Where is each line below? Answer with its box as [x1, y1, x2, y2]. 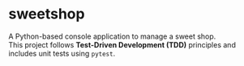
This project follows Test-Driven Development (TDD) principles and [8, 39, 237, 49]
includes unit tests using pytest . [8, 48, 116, 58]
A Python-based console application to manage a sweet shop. [8, 31, 216, 41]
